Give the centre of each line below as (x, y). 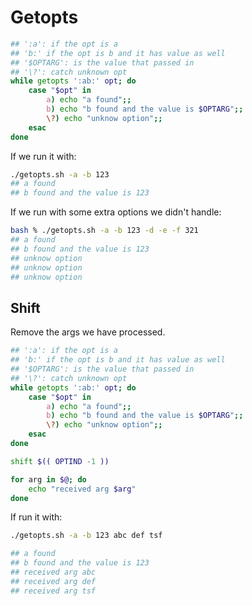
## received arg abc (53, 572)
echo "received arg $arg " (82, 489)
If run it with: (36, 517)
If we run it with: (43, 156)
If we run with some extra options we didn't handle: (116, 212)
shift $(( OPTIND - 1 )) (60, 461)
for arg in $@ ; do (48, 479)
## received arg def (53, 581)
